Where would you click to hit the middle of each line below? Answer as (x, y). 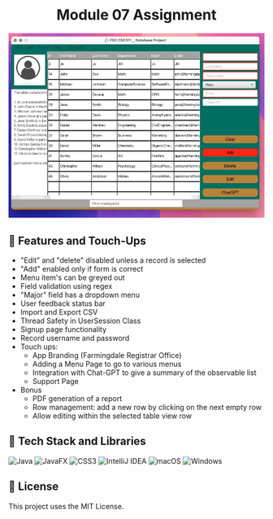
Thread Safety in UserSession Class (80, 321)
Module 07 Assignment (136, 15)
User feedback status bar (63, 303)
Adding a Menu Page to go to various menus (107, 364)
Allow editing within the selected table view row (112, 416)
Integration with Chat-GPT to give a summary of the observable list (145, 373)
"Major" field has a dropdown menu (80, 295)
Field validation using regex (66, 286)
